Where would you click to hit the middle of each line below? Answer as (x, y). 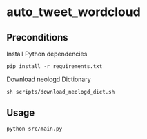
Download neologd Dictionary (49, 79)
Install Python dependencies (47, 54)
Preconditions (37, 38)
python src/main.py (35, 129)
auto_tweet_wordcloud (73, 12)
